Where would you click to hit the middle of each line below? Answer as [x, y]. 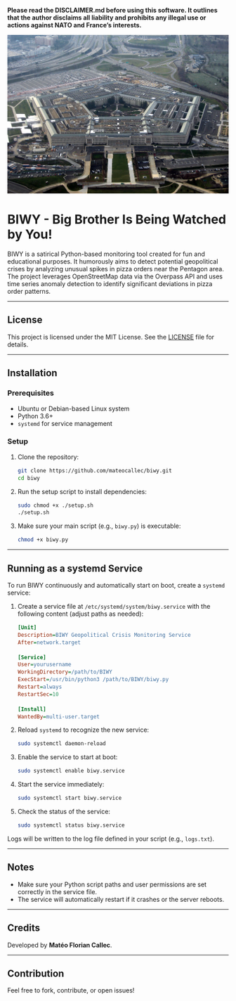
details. [18, 344]
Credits [24, 928]
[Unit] [27, 628]
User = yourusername [44, 665]
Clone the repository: [48, 457]
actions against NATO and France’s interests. [74, 25]
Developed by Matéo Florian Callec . [60, 945]
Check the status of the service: [64, 812]
